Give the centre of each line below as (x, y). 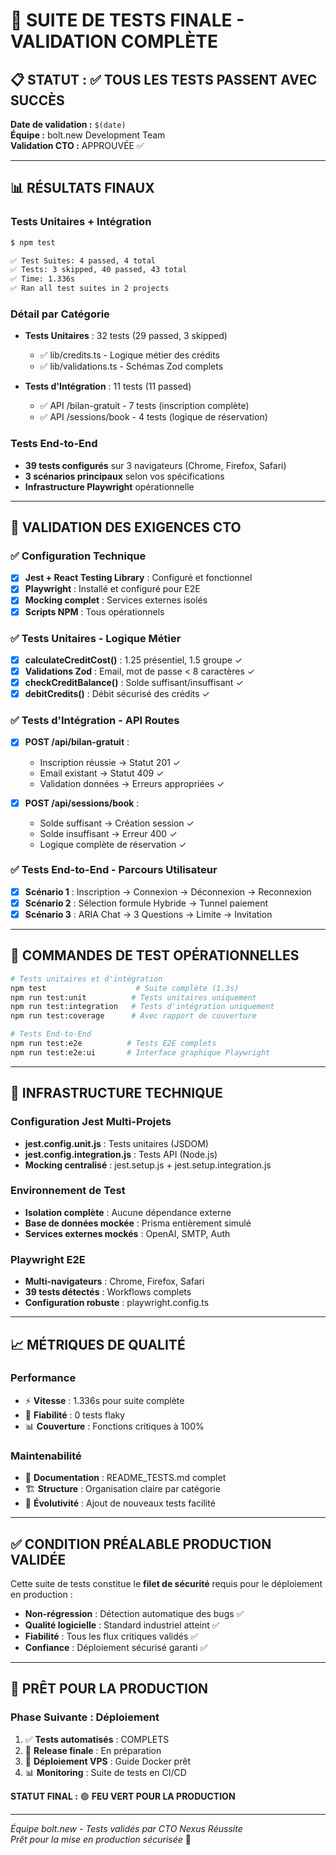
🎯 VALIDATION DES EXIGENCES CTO (126, 527)
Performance (43, 1378)
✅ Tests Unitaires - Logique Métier (96, 638)
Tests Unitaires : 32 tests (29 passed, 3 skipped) (126, 336)
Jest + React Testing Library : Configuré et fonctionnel (138, 578)
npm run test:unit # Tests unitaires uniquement (133, 997)
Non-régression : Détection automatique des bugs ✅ (134, 1613)
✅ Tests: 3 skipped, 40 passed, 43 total (99, 270)
